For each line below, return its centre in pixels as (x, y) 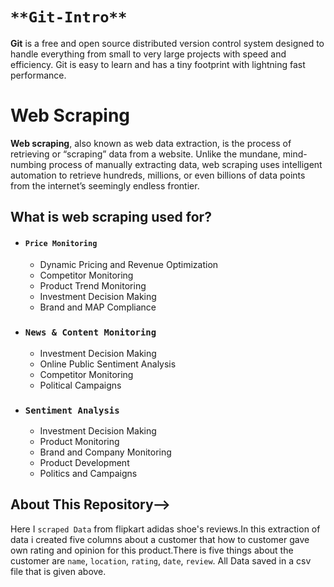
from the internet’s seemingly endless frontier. (105, 185)
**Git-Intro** (69, 17)
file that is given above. (58, 571)
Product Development (84, 463)
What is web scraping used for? (111, 217)
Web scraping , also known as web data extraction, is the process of (151, 143)
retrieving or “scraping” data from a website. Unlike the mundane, (145, 154)
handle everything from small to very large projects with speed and (148, 54)
